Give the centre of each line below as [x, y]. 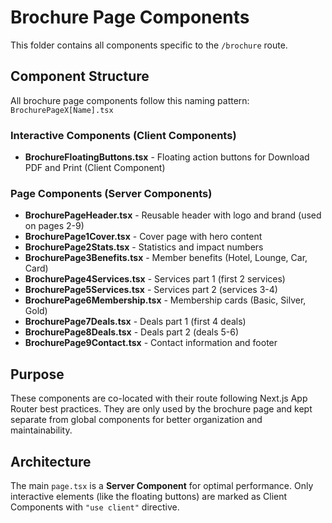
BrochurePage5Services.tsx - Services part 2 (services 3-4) [151, 290]
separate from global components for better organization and [136, 420]
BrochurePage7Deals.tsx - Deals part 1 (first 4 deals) [135, 322]
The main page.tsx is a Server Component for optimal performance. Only [162, 485]
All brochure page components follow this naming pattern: [130, 100]
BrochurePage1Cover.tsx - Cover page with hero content [143, 237]
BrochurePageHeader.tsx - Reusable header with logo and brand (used [173, 215]
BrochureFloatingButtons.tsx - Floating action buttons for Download [167, 157]
